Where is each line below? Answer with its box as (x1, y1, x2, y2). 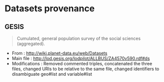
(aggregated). (16, 41, 45, 47)
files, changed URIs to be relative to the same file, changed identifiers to (11, 66, 160, 72)
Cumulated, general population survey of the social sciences (16, 35, 141, 41)
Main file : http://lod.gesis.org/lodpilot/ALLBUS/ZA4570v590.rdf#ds (11, 55, 150, 61)
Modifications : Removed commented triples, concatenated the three (11, 61, 152, 66)
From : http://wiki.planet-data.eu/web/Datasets (11, 50, 108, 56)
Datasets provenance (4, 3, 95, 14)
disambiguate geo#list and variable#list (11, 71, 92, 77)
